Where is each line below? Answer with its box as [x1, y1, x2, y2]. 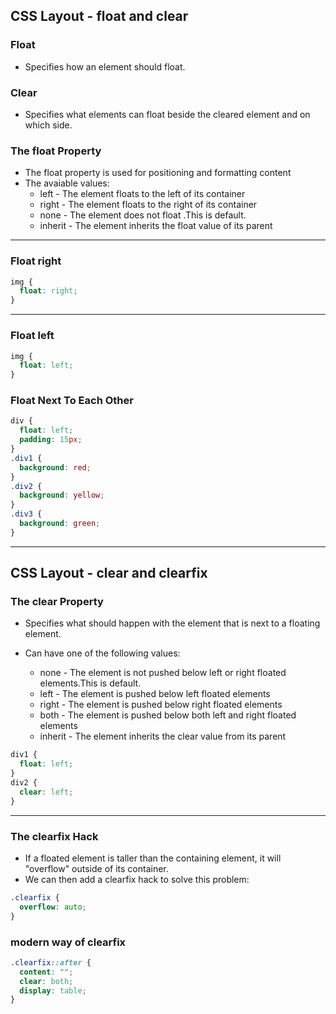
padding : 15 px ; [19, 435, 83, 445]
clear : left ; [19, 787, 74, 797]
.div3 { [10, 509, 43, 519]
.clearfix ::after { [10, 957, 92, 968]
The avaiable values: [24, 177, 110, 189]
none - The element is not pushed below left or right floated [39, 667, 287, 679]
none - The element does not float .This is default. [39, 209, 247, 221]
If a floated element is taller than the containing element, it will [24, 852, 282, 864]
